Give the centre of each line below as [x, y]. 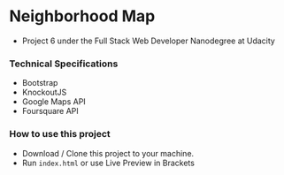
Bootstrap [40, 83]
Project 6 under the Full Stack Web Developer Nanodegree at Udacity [149, 41]
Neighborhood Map [82, 16]
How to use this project [60, 134]
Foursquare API [50, 111]
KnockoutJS [44, 92]
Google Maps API [54, 102]
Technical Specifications [64, 64]
